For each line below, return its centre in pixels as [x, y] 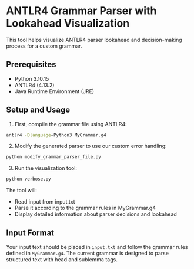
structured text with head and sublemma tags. [62, 260]
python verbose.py [29, 179]
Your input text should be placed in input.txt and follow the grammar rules [97, 247]
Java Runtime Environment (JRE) [54, 91]
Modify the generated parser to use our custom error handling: [91, 146]
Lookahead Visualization [68, 23]
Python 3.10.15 [32, 78]
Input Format [30, 233]
